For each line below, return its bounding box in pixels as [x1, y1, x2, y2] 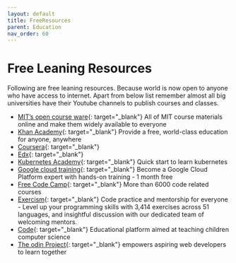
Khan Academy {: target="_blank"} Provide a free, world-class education [17, 128, 228, 136]
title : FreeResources [7, 17, 71, 24]
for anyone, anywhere [17, 135, 82, 144]
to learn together [17, 248, 67, 257]
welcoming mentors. [17, 218, 78, 226]
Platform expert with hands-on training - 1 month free [17, 173, 173, 181]
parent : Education [7, 23, 61, 30]
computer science [17, 233, 71, 241]
